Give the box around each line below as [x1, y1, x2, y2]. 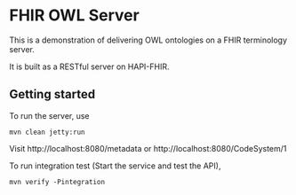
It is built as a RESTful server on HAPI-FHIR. [9, 61, 170, 72]
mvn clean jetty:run [9, 128, 86, 136]
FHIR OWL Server [9, 5, 140, 26]
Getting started [9, 87, 96, 102]
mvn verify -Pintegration [9, 177, 105, 186]
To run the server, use [9, 110, 90, 121]
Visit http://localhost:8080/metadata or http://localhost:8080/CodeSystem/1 [9, 143, 287, 153]
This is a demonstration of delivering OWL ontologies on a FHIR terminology [9, 35, 287, 45]
